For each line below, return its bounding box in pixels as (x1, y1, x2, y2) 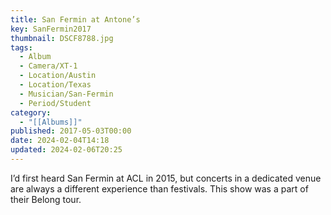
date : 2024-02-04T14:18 (10, 136, 110, 146)
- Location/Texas (19, 80, 92, 90)
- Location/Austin (19, 71, 97, 81)
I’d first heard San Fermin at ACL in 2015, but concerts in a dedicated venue (10, 172, 322, 184)
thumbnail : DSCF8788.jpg (10, 33, 114, 43)
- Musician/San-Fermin (19, 89, 114, 99)
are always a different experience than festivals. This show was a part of (10, 182, 309, 195)
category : (10, 107, 52, 118)
